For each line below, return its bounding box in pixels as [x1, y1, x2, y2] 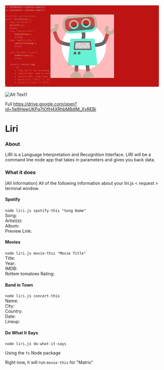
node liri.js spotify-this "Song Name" [5, 208, 86, 213]
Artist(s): [5, 217, 23, 223]
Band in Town [5, 282, 33, 288]
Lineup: [5, 319, 20, 325]
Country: [5, 308, 23, 314]
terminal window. [5, 185, 40, 191]
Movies [5, 239, 20, 245]
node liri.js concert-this [5, 293, 60, 299]
